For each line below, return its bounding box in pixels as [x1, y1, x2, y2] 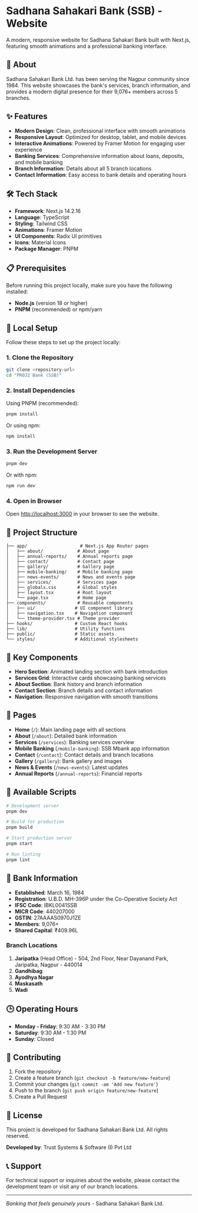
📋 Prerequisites [6, 263, 67, 273]
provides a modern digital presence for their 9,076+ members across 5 [6, 88, 178, 95]
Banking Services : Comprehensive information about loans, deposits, [14, 152, 184, 159]
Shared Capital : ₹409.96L [14, 927, 78, 934]
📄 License [6, 1110, 43, 1120]
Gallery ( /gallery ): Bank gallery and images [14, 757, 123, 764]
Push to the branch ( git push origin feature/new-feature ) [14, 1087, 159, 1094]
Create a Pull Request [14, 1093, 68, 1101]
